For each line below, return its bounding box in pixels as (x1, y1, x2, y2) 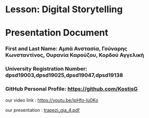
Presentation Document (5, 27, 109, 39)
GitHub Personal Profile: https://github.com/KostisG (5, 85, 138, 92)
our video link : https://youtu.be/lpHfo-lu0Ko (5, 97, 98, 103)
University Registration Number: (5, 65, 88, 73)
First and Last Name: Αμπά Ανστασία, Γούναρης (5, 45, 128, 52)
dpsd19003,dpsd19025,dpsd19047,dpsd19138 (5, 72, 123, 79)
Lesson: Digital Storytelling (5, 4, 123, 15)
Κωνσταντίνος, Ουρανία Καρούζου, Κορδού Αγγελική (5, 52, 144, 59)
